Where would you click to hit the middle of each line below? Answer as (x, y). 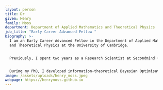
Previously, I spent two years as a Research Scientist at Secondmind (82, 58)
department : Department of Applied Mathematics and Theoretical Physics (80, 27)
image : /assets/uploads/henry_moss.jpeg (47, 76)
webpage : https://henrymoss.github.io (44, 80)
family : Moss (18, 23)
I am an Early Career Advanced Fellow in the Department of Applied (80, 41)
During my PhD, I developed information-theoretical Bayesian (73, 71)
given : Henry (18, 18)
